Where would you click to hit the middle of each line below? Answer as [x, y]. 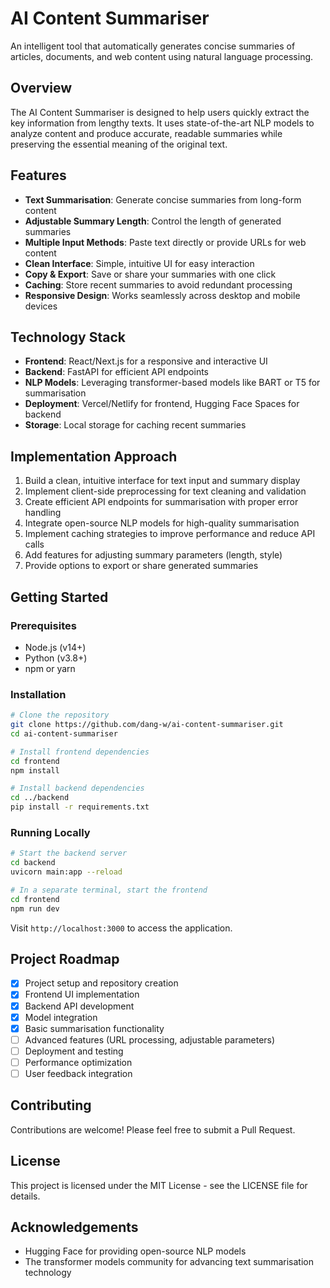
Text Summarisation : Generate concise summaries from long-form [163, 199]
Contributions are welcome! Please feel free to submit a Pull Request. [153, 1129]
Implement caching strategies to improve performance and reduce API [170, 534]
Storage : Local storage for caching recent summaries [135, 425]
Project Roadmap [65, 958]
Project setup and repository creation [101, 983]
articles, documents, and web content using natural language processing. [162, 56]
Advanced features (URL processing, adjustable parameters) [150, 1039]
